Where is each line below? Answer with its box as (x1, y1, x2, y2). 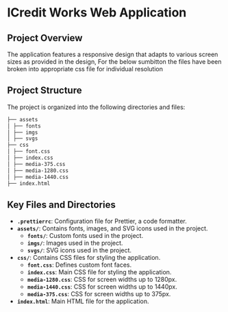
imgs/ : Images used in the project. (27, 239, 123, 248)
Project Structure (7, 84, 82, 97)
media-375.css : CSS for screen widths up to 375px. (27, 290, 171, 298)
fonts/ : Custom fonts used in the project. (27, 232, 144, 240)
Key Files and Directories (7, 199, 116, 211)
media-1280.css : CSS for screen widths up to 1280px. (27, 276, 177, 284)
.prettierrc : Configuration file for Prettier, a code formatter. (16, 217, 187, 226)
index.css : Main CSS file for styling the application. (27, 268, 172, 276)
